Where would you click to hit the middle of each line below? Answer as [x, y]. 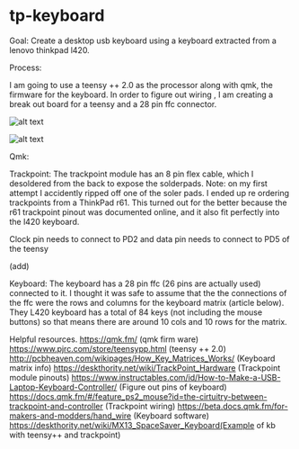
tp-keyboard [57, 16]
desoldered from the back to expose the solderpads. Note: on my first [138, 183]
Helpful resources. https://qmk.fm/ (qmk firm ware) [104, 339]
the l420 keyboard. [44, 221]
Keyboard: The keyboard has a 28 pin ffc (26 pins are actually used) [135, 283]
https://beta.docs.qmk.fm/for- [233, 406]
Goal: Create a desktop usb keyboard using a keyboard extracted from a [143, 40]
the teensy [29, 248]
